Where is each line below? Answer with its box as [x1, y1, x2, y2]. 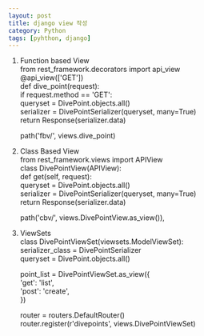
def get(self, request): [19, 172, 92, 182]
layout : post [8, 11, 52, 20]
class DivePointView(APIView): [19, 163, 122, 173]
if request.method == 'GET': [19, 90, 113, 100]
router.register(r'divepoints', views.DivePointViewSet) [19, 319, 196, 329]
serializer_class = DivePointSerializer [19, 246, 142, 255]
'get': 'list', [19, 278, 54, 288]
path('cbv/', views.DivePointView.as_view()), [19, 213, 166, 222]
